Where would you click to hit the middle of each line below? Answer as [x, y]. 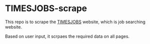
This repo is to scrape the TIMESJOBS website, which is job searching [75, 22]
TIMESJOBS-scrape [46, 8]
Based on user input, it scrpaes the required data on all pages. [67, 36]
